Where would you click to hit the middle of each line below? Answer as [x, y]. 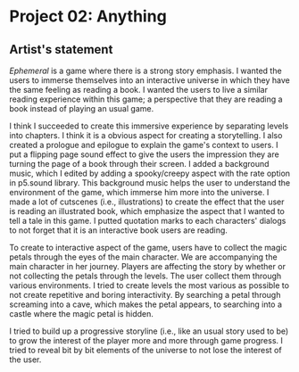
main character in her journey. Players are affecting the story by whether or [147, 266]
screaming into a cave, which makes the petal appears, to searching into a [146, 304]
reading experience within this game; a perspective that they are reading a [146, 99]
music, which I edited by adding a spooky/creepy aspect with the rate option [150, 173]
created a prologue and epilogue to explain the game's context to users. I [144, 145]
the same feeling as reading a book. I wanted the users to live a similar [138, 90]
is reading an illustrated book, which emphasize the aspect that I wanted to [147, 211]
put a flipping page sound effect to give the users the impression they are [144, 154]
